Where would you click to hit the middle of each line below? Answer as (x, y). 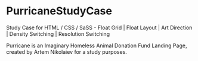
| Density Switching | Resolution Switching (58, 33)
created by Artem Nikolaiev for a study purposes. (66, 51)
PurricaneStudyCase (59, 11)
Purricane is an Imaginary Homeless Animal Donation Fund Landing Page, (97, 45)
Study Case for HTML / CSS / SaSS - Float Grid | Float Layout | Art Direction (99, 28)
